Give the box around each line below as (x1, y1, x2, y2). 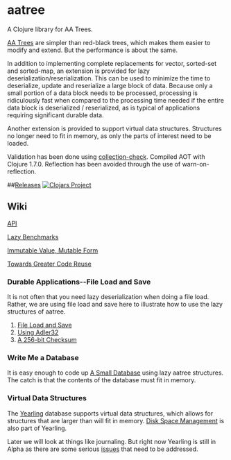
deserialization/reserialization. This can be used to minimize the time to (7, 74, 211, 82)
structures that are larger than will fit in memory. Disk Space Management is (7, 416, 224, 425)
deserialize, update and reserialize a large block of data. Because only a (7, 81, 213, 90)
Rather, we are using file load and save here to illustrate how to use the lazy (7, 300, 223, 309)
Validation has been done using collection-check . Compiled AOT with (7, 152, 205, 161)
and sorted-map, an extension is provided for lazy (7, 67, 151, 75)
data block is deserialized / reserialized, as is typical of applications (7, 103, 200, 112)
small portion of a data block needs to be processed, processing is (7, 89, 198, 97)
